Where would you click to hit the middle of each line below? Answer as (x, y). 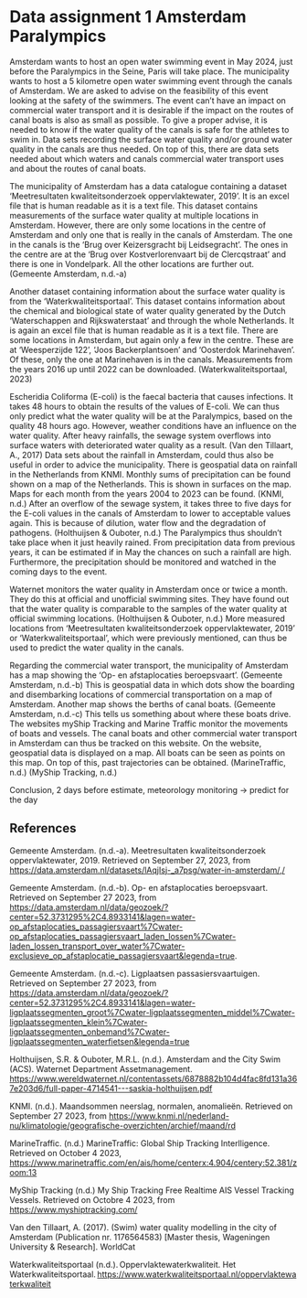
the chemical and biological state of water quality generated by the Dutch (148, 311)
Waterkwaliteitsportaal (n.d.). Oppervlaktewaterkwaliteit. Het (123, 1264)
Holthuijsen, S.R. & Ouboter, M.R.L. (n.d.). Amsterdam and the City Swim (145, 1059)
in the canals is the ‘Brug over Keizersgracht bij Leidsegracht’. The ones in (149, 244)
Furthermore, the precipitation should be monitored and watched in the (143, 562)
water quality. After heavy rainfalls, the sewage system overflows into (140, 435)
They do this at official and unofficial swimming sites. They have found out (149, 599)
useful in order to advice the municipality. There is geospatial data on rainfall (153, 465)
